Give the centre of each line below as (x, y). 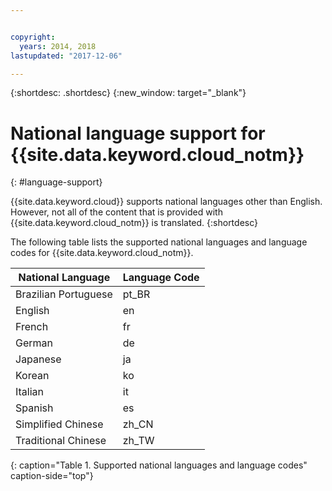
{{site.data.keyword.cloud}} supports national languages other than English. (166, 202)
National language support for (138, 133)
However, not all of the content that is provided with (116, 212)
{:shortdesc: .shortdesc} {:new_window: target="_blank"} (128, 93)
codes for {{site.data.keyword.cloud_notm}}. (102, 253)
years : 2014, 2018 (58, 46)
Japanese (38, 359)
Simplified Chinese (59, 424)
